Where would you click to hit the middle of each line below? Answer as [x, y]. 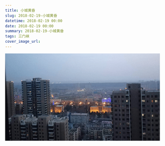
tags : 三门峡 [17, 36]
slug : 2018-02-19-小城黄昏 [31, 15]
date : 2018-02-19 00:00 [29, 26]
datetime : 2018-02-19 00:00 [34, 21]
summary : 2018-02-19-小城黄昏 [34, 31]
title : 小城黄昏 [20, 10]
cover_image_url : [23, 42]
